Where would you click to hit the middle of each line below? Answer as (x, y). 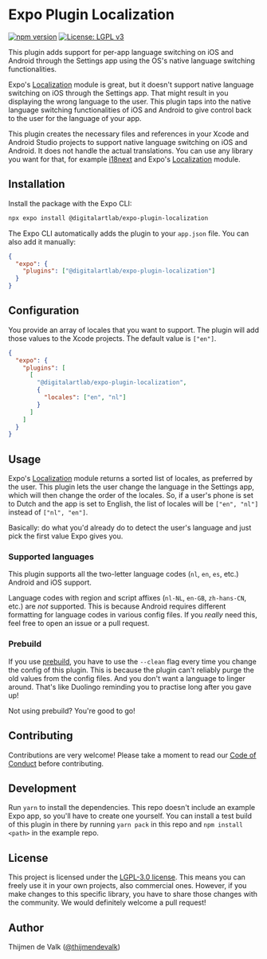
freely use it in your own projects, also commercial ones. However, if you (128, 886)
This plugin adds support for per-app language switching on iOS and (121, 52)
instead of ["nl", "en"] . (48, 512)
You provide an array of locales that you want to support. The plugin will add (134, 330)
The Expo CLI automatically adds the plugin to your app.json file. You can (129, 233)
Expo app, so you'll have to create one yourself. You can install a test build (130, 816)
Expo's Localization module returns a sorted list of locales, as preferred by (131, 479)
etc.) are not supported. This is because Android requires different (117, 606)
